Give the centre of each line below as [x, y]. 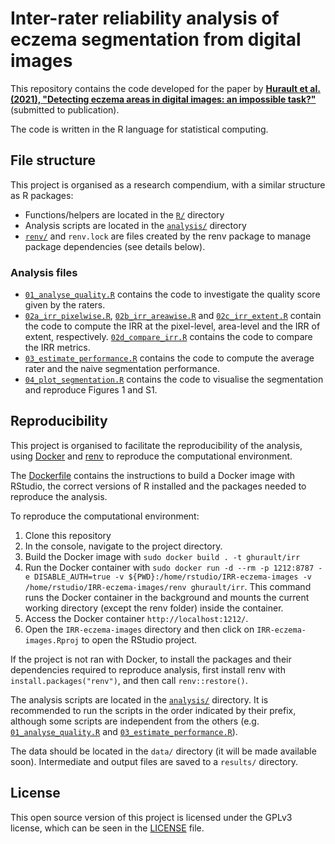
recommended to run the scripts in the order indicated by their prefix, [153, 710]
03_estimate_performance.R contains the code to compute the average [169, 358]
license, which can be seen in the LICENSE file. [107, 828]
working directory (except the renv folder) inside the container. [154, 608]
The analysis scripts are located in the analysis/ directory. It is [139, 699]
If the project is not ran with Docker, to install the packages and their [151, 659]
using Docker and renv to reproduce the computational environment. [151, 456]
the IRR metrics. [57, 348]
